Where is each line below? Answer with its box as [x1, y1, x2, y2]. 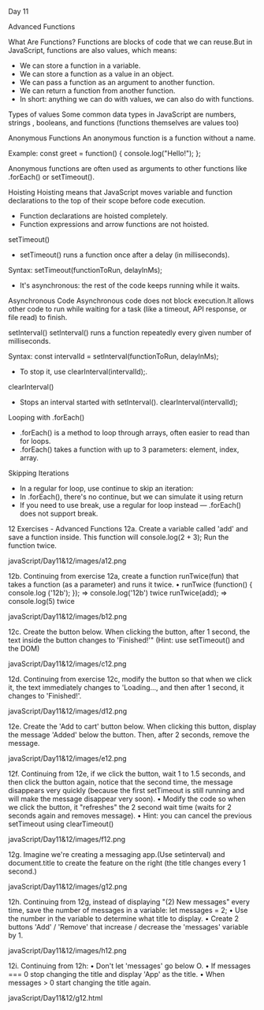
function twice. [8, 541, 58, 550]
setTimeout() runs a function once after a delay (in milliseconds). [19, 250, 230, 259]
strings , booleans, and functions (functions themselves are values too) [8, 118, 239, 127]
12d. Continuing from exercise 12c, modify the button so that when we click [8, 674, 252, 684]
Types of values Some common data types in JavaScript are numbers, [8, 110, 236, 119]
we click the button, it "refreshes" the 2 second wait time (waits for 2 [8, 803, 232, 811]
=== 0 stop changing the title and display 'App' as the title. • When [8, 970, 225, 978]
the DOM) [8, 644, 40, 653]
